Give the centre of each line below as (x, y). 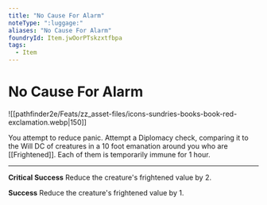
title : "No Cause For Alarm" (56, 15)
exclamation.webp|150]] (48, 122)
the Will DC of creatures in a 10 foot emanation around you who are (118, 146)
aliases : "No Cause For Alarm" (60, 30)
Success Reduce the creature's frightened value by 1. (96, 192)
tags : (17, 45)
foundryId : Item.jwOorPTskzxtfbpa (66, 38)
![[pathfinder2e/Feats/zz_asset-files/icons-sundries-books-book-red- (123, 114)
